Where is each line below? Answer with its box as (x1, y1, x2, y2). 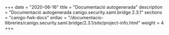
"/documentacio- (67, 15, 104, 20)
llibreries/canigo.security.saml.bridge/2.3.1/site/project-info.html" (5, 20, 141, 26)
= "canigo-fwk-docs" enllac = (5, 15, 67, 20)
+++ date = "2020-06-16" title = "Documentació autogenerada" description (5, 4, 163, 10)
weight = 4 (141, 20, 164, 26)
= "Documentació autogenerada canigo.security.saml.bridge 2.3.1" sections (5, 9, 162, 15)
